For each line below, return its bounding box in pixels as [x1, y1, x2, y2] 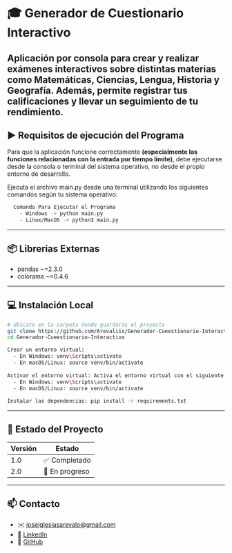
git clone [7, 328, 36, 334]
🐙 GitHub [17, 537, 43, 545]
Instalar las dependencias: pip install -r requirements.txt [7, 398, 187, 405]
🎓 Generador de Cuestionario [7, 6, 184, 21]
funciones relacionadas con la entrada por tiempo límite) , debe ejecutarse [7, 155, 222, 163]
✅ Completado [43, 455, 91, 465]
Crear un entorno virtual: [7, 346, 85, 354]
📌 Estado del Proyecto [7, 423, 104, 435]
